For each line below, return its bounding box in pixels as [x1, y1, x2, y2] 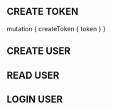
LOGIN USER [6, 93, 63, 105]
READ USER [6, 69, 60, 81]
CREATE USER [6, 45, 71, 57]
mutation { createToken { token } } [6, 24, 106, 33]
